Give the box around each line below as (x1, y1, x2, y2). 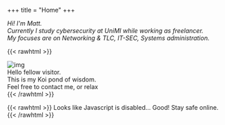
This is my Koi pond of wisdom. (7, 75, 97, 84)
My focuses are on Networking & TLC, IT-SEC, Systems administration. (7, 34, 210, 42)
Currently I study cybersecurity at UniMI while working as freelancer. (7, 27, 204, 35)
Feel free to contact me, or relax (7, 83, 99, 90)
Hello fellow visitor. (7, 68, 61, 76)
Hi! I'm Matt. (7, 19, 43, 27)
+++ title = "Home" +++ (7, 6, 75, 14)
